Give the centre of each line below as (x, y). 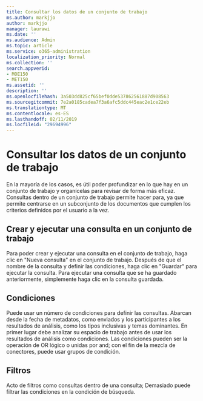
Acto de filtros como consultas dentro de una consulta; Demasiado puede (98, 385)
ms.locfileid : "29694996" (39, 125)
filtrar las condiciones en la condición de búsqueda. (71, 391)
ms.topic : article (29, 46)
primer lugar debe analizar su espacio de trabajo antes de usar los (89, 332)
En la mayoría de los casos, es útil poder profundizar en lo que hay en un (97, 184)
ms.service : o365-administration (48, 52)
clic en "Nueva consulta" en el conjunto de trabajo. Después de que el (94, 260)
